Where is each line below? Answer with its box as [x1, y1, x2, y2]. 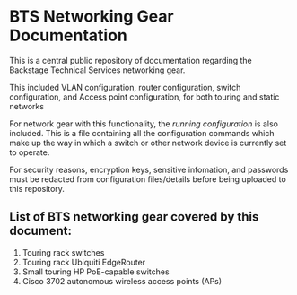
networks [9, 100, 45, 111]
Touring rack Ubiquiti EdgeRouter [22, 256, 146, 267]
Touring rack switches [22, 247, 105, 257]
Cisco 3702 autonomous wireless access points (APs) [22, 275, 223, 286]
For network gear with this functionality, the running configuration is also [9, 118, 278, 129]
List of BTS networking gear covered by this [9, 209, 259, 225]
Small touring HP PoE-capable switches [22, 266, 170, 277]
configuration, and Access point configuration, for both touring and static [9, 91, 280, 102]
